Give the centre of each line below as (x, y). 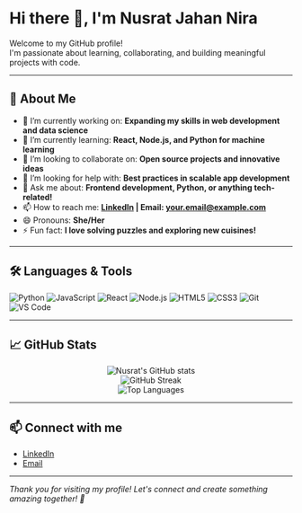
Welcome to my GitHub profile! (66, 43)
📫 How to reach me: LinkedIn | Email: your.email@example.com (144, 207)
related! (37, 197)
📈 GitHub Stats (53, 345)
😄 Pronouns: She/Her (63, 220)
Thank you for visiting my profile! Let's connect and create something (138, 490)
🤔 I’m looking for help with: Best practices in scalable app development (156, 178)
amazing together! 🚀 (47, 499)
